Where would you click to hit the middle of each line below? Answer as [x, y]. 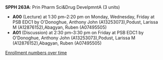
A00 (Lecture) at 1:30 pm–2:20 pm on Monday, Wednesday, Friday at [83, 17]
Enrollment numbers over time [36, 53]
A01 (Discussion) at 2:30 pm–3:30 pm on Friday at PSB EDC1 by [78, 32]
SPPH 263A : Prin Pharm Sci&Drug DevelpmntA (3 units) [63, 7]
